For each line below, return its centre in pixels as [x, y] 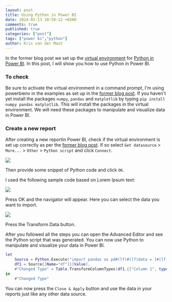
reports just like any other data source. [46, 294]
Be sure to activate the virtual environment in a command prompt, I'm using [85, 88]
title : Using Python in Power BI [41, 15]
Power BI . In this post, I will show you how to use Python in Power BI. [78, 63]
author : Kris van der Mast [34, 44]
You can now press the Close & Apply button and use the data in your [79, 288]
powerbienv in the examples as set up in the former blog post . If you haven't [86, 93]
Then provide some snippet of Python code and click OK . [65, 170]
